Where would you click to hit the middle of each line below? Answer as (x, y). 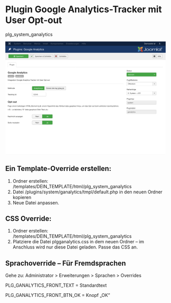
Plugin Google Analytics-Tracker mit (83, 9)
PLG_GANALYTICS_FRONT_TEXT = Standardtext (56, 285)
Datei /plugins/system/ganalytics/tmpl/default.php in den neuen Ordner (88, 192)
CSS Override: (28, 219)
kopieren (22, 197)
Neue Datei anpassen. (36, 203)
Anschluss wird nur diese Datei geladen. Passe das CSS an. (75, 247)
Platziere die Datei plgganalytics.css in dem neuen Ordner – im (78, 242)
